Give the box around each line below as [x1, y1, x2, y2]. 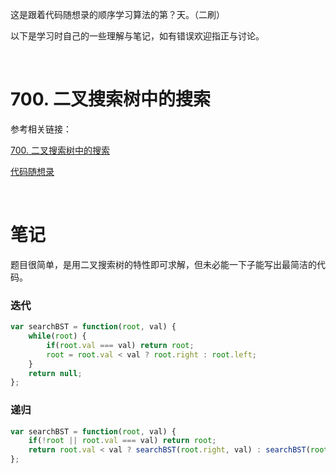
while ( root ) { [28, 331, 87, 342]
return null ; [28, 368, 83, 378]
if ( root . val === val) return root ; [46, 340, 195, 350]
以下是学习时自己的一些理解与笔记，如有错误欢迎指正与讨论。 [10, 30, 265, 42]
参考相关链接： [10, 123, 72, 135]
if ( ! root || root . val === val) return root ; [28, 436, 217, 446]
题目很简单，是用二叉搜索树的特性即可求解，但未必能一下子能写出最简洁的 [10, 258, 317, 270]
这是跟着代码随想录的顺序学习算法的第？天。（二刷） [10, 9, 225, 20]
